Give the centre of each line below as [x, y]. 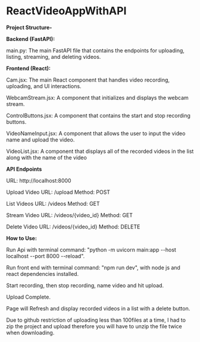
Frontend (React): [29, 68]
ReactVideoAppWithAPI [66, 11]
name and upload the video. [40, 139]
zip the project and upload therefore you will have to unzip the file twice [94, 326]
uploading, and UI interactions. [44, 86]
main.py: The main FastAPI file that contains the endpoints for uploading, [95, 50]
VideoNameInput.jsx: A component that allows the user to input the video [96, 133]
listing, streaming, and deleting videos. [54, 57]
